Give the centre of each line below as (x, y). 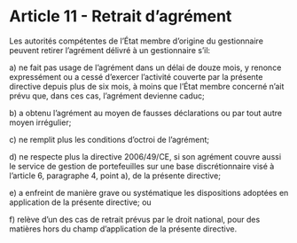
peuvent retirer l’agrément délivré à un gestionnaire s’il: (110, 50)
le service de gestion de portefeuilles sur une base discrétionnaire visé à (142, 166)
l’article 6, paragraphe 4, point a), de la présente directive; (115, 176)
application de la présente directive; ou (81, 202)
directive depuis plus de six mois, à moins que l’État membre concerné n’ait (147, 86)
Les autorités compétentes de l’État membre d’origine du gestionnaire (137, 41)
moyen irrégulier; (40, 122)
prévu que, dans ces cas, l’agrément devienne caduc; (107, 96)
